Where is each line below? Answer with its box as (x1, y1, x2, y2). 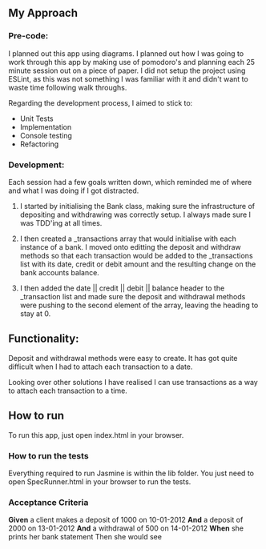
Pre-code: (8, 30, 49, 42)
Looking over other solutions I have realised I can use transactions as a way (8, 377, 258, 387)
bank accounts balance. (19, 267, 100, 277)
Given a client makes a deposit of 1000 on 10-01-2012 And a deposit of (8, 515, 244, 525)
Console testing (19, 130, 72, 140)
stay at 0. (19, 308, 51, 319)
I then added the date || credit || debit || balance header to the (19, 283, 225, 293)
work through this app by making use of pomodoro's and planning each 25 (8, 57, 255, 66)
